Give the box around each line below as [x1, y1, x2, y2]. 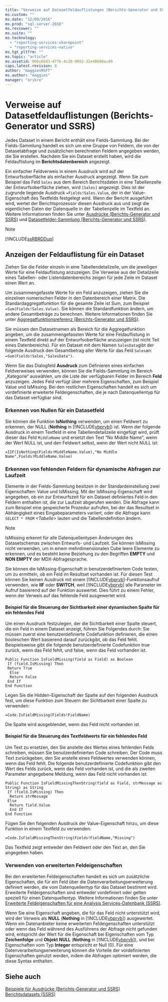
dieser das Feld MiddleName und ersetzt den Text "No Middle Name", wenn [5, 434, 157, 440]
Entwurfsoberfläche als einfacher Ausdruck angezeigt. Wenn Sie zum [5, 173, 148, 179]
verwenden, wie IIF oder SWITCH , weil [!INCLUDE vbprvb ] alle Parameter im [5, 582, 161, 588]
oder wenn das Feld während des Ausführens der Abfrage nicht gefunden [5, 926, 157, 932]
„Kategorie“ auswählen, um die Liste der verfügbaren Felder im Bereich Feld [5, 373, 162, 379]
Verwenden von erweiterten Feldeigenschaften [5, 862, 122, 869]
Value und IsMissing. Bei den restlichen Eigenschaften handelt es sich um [5, 384, 157, 390]
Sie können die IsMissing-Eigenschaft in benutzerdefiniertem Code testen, [5, 566, 158, 572]
